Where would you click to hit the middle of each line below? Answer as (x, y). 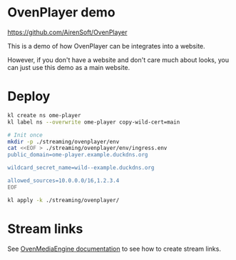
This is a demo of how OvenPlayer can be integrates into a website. (106, 46)
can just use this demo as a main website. (69, 67)
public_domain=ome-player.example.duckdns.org (78, 155)
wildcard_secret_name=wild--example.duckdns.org (81, 168)
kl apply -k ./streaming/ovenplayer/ (63, 200)
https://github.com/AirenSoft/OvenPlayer (67, 32)
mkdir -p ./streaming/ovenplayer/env (63, 141)
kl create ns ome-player (44, 115)
